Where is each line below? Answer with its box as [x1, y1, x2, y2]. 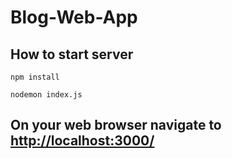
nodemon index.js [10, 90, 83, 100]
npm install [10, 72, 60, 82]
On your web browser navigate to [10, 117, 222, 134]
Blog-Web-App [10, 6, 138, 29]
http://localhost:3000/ [10, 132, 155, 150]
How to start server [10, 46, 134, 63]
